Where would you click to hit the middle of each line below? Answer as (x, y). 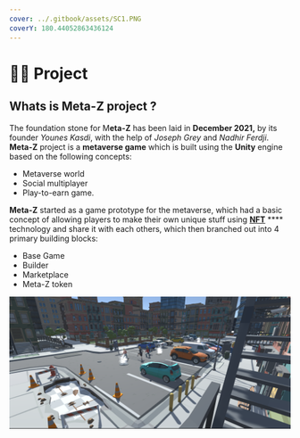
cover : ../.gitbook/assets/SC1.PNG (75, 19)
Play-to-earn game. (58, 193)
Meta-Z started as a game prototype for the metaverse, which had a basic (146, 210)
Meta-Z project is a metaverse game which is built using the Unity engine (146, 146)
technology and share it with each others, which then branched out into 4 (144, 228)
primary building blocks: (54, 238)
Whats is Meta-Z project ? (83, 107)
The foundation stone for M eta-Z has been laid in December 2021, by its (143, 128)
